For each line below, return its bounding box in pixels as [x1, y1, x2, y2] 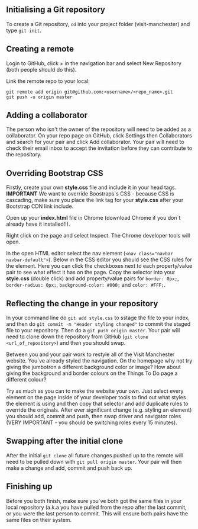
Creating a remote [6, 44, 74, 54]
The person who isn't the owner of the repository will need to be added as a [6, 126, 191, 133]
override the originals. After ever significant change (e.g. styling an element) [6, 406, 192, 413]
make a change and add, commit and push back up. [6, 464, 133, 472]
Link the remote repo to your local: [6, 77, 90, 85]
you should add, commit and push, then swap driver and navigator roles [6, 413, 181, 420]
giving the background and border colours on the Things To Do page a [6, 370, 178, 377]
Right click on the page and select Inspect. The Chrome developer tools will [6, 232, 190, 239]
